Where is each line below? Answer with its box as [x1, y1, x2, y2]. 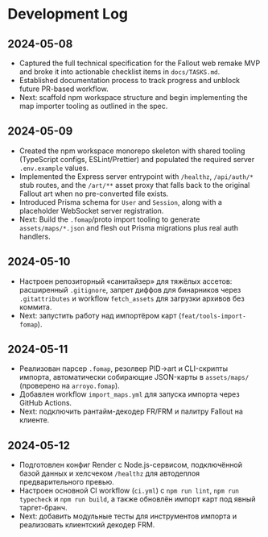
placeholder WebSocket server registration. [19, 206, 164, 215]
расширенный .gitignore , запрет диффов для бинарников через [19, 285, 241, 294]
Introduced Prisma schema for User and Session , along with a [19, 197, 223, 206]
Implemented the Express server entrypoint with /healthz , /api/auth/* [19, 171, 254, 181]
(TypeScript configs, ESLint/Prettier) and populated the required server [19, 154, 255, 164]
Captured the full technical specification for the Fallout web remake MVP [19, 58, 261, 68]
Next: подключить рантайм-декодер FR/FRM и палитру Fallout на [19, 406, 243, 416]
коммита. [19, 302, 52, 311]
